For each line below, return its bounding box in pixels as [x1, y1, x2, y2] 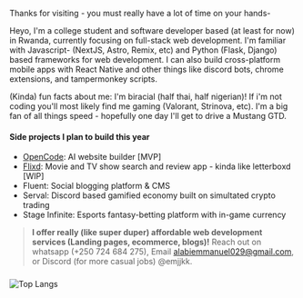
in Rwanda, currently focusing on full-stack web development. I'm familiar [9, 35, 287, 45]
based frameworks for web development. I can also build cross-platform [9, 55, 280, 65]
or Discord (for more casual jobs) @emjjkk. [31, 256, 193, 267]
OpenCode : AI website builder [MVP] [22, 152, 162, 163]
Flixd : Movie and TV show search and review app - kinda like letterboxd [22, 161, 291, 172]
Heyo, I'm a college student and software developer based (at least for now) [9, 25, 296, 35]
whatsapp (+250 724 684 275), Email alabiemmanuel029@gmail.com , [31, 246, 294, 257]
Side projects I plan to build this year [9, 131, 150, 142]
